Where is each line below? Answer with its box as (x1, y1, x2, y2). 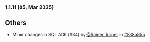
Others (5, 19, 27, 27)
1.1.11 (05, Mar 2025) (5, 4, 54, 11)
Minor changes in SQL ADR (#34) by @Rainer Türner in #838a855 (12, 31, 145, 37)
